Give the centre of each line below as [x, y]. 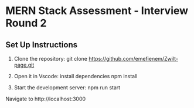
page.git [24, 65]
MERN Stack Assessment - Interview [97, 11]
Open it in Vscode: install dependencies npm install [76, 76]
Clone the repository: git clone [50, 59]
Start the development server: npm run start [67, 88]
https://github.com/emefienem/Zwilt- [133, 59]
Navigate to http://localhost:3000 [46, 99]
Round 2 [26, 23]
